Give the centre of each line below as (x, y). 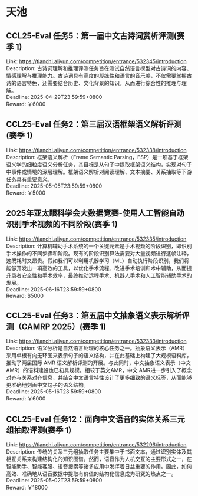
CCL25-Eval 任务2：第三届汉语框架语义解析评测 (94, 124)
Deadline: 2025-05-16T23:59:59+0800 (54, 392)
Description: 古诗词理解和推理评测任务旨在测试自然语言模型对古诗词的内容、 (99, 68)
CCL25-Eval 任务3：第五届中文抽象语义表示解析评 (98, 316)
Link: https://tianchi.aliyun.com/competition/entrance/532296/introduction (96, 445)
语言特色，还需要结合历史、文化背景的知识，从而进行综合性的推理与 (99, 83)
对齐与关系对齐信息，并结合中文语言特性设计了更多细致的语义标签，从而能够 (99, 377)
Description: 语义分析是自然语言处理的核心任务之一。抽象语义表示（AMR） (97, 348)
